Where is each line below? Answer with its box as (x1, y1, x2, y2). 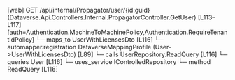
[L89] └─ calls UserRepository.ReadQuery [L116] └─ (78, 50, 228, 58)
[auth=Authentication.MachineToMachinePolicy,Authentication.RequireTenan (7, 28, 228, 36)
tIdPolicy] (7, 35, 35, 44)
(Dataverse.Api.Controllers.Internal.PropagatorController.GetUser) (7, 13, 197, 22)
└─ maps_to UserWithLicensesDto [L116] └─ (36, 35, 164, 44)
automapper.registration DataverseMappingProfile (7, 43, 152, 51)
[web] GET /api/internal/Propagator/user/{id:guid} (7, 6, 150, 14)
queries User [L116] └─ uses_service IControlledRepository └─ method (7, 58, 211, 65)
